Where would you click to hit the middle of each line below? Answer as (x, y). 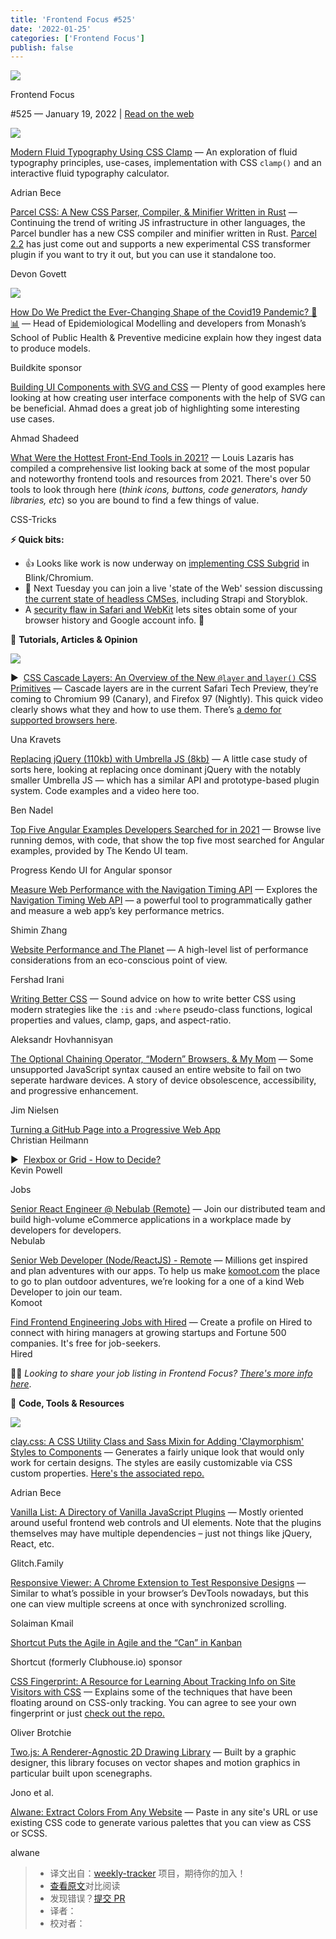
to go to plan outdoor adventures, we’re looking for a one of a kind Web (157, 1282)
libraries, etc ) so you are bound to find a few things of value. (135, 500)
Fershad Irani (37, 980)
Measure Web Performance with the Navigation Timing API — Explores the (164, 890)
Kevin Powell (36, 1170)
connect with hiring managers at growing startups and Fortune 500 (148, 1333)
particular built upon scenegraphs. (81, 1773)
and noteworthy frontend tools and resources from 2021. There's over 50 (161, 479)
